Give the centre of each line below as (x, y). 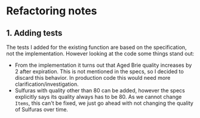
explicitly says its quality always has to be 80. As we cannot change (98, 97)
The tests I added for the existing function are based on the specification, (96, 47)
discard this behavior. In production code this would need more (93, 78)
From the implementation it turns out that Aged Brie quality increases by (103, 65)
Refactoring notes (52, 11)
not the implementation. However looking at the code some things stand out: (100, 54)
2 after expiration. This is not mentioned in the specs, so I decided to (99, 72)
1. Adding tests (34, 33)
